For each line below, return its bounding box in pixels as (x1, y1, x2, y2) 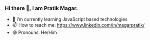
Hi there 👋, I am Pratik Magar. (5, 5, 78, 12)
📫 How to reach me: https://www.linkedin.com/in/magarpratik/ (12, 22, 145, 28)
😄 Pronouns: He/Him (12, 29, 57, 35)
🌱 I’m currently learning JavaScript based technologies (12, 16, 128, 23)
